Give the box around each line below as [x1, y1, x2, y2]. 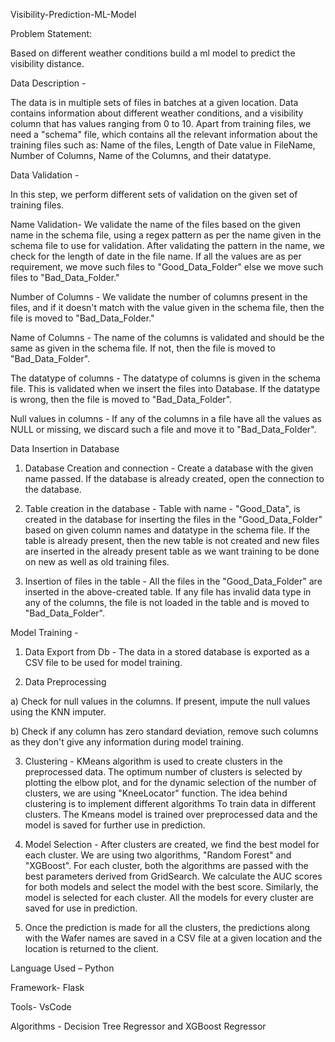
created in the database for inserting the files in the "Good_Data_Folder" [24, 514, 323, 525]
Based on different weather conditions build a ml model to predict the [10, 47, 296, 59]
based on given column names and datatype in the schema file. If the [24, 524, 310, 536]
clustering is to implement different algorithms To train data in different [24, 798, 317, 809]
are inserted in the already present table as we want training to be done [24, 545, 320, 557]
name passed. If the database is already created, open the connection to [24, 473, 325, 484]
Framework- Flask [10, 982, 85, 993]
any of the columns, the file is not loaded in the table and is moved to [24, 597, 310, 608]
